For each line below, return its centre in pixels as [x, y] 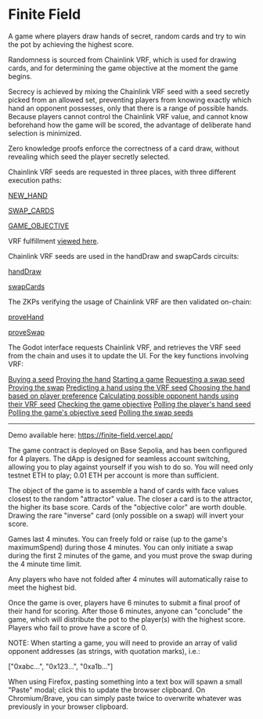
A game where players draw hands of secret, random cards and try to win [127, 36]
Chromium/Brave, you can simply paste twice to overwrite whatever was [125, 698]
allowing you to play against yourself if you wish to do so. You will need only [131, 467]
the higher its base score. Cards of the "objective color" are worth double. [128, 507]
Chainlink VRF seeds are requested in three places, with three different [122, 172]
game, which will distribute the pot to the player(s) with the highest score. [127, 619]
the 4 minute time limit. [45, 564]
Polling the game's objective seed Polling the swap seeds [101, 412]
